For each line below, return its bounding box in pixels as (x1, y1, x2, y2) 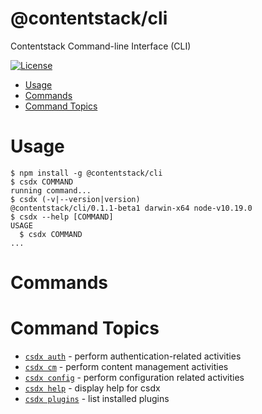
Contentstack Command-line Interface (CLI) (10, 40, 192, 52)
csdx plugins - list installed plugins (24, 393, 170, 404)
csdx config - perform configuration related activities (24, 372, 245, 383)
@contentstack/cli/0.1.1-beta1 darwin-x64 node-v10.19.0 (10, 203, 253, 213)
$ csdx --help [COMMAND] (10, 212, 114, 222)
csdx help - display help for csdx (24, 382, 161, 394)
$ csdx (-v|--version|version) (10, 194, 141, 204)
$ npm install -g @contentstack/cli (10, 168, 163, 178)
